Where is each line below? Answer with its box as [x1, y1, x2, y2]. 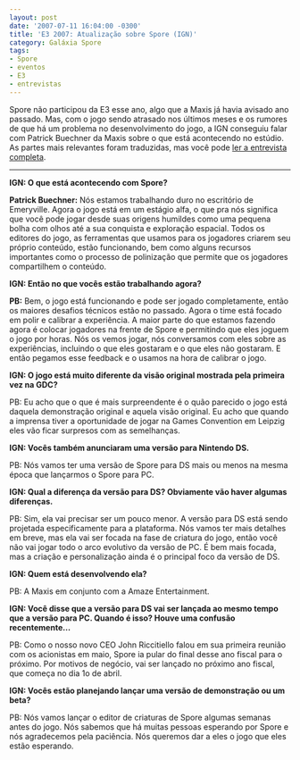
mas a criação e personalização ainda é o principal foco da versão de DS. [9, 551, 280, 562]
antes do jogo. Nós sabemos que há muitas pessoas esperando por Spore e [9, 721, 288, 732]
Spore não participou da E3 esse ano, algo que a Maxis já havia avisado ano [9, 104, 289, 114]
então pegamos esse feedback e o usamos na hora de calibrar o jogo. [9, 352, 267, 363]
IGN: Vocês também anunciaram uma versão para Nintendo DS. [9, 442, 250, 453]
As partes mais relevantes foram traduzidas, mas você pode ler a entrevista [9, 142, 287, 153]
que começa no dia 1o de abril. [9, 667, 122, 679]
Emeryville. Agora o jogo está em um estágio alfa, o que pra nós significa [9, 204, 279, 214]
